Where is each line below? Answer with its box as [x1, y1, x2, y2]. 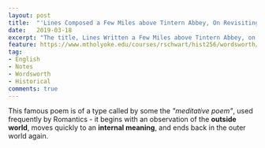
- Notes [8, 63, 34, 71]
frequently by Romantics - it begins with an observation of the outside [8, 115, 237, 124]
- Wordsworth [8, 70, 51, 78]
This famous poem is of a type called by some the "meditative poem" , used [8, 106, 254, 116]
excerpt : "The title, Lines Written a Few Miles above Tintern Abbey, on [8, 33, 256, 42]
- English [8, 56, 41, 64]
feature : [8, 41, 37, 49]
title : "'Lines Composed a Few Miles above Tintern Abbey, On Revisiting [8, 19, 259, 27]
